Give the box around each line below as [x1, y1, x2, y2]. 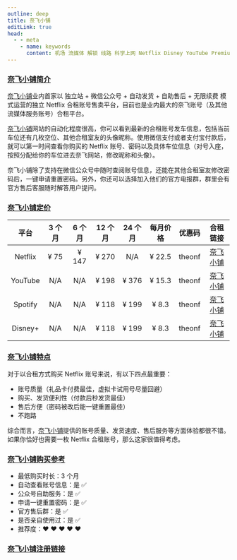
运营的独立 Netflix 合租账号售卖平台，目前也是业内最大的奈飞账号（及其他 [13, 100, 228, 109]
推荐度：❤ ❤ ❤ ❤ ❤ [17, 525, 82, 533]
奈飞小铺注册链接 [7, 544, 66, 554]
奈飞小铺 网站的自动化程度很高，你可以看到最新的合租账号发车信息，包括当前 [7, 124, 230, 133]
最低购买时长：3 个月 [17, 472, 80, 480]
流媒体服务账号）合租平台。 [7, 109, 88, 118]
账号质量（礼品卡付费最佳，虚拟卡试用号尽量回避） [17, 384, 166, 393]
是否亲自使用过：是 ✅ [17, 516, 81, 525]
